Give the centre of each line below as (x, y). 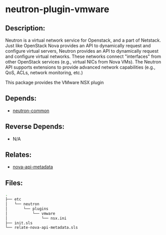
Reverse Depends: (35, 127)
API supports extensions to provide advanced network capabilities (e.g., (80, 67)
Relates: (18, 155)
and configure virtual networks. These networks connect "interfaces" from (83, 56)
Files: (14, 183)
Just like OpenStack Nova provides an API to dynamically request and (78, 46)
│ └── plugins (27, 209)
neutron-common (31, 111)
